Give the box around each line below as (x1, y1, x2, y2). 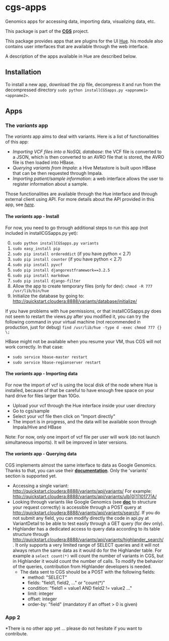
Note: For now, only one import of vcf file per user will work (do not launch (5, 434, 160, 440)
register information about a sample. (12, 181, 88, 187)
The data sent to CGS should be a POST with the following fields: (20, 569, 155, 575)
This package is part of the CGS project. (5, 28, 89, 34)
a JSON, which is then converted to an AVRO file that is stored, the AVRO (12, 154, 164, 160)
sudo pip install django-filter (12, 278, 81, 283)
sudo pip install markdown (12, 273, 70, 278)
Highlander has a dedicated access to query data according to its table (12, 526, 160, 532)
